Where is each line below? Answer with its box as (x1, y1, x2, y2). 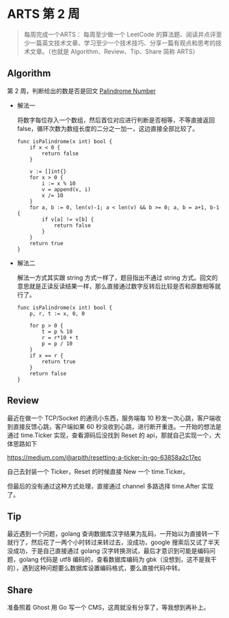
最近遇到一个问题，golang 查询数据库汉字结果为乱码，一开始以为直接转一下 (7, 530, 220, 538)
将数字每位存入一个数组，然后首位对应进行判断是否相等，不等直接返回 (16, 116, 215, 124)
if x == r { (29, 352, 64, 359)
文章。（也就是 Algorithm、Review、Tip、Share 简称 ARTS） (29, 47, 199, 55)
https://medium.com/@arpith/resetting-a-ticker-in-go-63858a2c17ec (7, 453, 202, 461)
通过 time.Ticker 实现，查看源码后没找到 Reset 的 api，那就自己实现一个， (7, 431, 215, 439)
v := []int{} (29, 168, 67, 175)
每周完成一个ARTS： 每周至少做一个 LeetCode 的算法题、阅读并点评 (23, 30, 217, 38)
